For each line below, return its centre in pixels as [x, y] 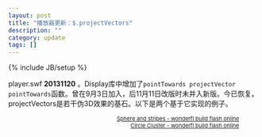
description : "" [35, 30]
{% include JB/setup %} [48, 67]
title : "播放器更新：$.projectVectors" [71, 23]
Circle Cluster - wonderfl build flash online [185, 126]
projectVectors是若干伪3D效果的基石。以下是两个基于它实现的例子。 [120, 104]
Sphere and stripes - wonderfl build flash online [178, 119]
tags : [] [23, 45]
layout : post [30, 15]
